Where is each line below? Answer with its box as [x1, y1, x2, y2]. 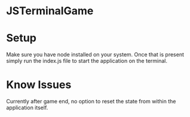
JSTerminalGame [6, 4, 94, 18]
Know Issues [6, 78, 72, 91]
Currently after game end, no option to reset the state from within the [6, 98, 176, 105]
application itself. [6, 104, 48, 111]
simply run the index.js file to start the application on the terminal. [6, 58, 167, 65]
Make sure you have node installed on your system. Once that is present [6, 51, 184, 58]
